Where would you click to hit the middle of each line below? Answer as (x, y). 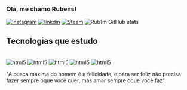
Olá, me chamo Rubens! (41, 9)
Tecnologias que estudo (52, 41)
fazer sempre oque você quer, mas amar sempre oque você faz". (86, 80)
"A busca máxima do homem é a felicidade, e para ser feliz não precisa (93, 74)
